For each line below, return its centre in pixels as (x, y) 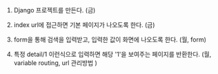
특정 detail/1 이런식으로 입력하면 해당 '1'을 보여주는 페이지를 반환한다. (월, (112, 54)
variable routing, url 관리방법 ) (56, 63)
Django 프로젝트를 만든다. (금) (54, 10)
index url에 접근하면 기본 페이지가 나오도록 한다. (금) (84, 25)
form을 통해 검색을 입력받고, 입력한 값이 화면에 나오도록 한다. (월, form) (110, 39)
